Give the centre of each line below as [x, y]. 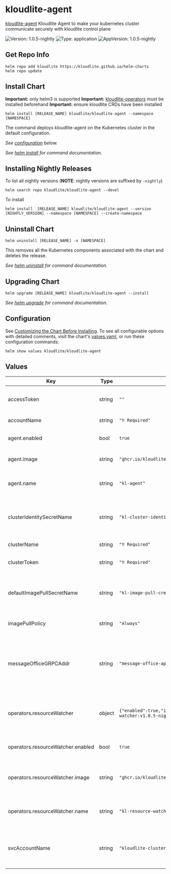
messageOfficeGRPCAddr [39, 663]
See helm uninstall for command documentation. [56, 265]
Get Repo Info [27, 55]
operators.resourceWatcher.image [49, 777]
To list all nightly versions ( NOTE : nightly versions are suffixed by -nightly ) [84, 181]
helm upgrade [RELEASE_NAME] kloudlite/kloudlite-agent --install [77, 293]
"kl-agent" [132, 483]
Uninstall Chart [30, 229]
